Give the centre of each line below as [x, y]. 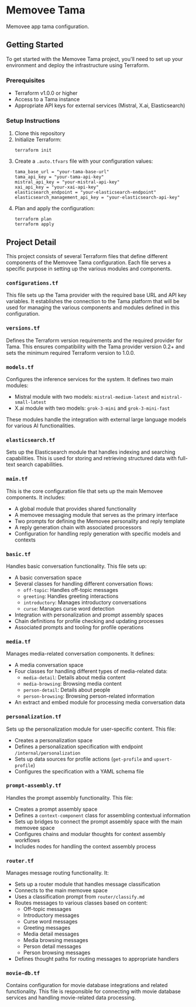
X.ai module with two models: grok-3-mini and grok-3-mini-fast [92, 408]
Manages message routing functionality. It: [58, 873]
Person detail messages [52, 947]
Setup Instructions [33, 121]
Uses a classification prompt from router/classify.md [80, 897]
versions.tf [23, 328]
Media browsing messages [56, 940]
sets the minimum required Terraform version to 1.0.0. [71, 352]
